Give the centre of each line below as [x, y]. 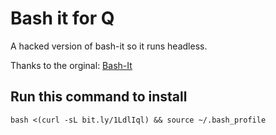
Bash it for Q [62, 18]
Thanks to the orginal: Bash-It [71, 65]
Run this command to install [99, 97]
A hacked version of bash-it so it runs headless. [109, 46]
